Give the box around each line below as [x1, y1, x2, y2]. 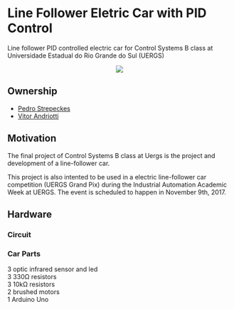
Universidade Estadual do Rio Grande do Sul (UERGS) [7, 51, 165, 60]
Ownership [7, 85, 58, 98]
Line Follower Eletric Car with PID [7, 5, 207, 21]
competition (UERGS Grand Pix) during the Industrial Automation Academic [7, 180, 228, 189]
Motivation [7, 132, 57, 145]
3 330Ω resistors [7, 273, 57, 281]
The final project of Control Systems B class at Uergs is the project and [7, 151, 216, 159]
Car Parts [7, 248, 41, 258]
